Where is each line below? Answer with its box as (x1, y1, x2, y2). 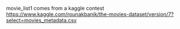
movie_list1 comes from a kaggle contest (6, 5, 104, 11)
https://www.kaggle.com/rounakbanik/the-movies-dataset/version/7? (6, 11, 174, 18)
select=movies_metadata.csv (6, 17, 77, 23)
